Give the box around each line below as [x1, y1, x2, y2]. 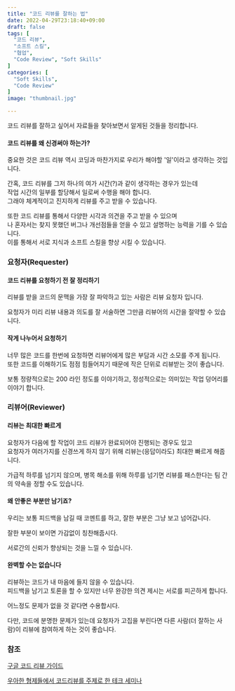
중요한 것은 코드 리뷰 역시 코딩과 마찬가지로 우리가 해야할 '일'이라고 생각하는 [7, 156, 215, 164]
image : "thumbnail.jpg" [7, 95, 77, 102]
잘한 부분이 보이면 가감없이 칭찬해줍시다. [7, 528, 118, 537]
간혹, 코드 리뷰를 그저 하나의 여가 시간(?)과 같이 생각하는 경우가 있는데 [7, 180, 199, 188]
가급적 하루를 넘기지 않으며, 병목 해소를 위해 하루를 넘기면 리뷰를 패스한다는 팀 [7, 471, 221, 479]
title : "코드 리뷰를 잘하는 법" [7, 10, 89, 18]
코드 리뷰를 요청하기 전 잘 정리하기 [7, 276, 100, 284]
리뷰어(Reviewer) [7, 403, 65, 412]
